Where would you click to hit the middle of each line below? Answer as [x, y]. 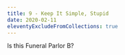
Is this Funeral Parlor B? [41, 46]
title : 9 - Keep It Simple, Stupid [58, 13]
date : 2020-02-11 [32, 20]
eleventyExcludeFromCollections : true [62, 26]
